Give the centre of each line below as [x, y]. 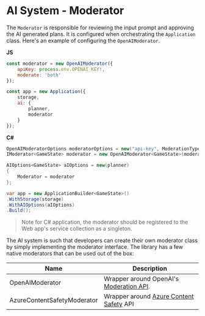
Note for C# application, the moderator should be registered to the [105, 222]
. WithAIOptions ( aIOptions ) [41, 205]
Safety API [119, 304]
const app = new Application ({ [46, 92]
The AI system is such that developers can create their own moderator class [102, 241]
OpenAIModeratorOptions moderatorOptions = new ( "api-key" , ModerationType [103, 149]
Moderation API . [127, 287]
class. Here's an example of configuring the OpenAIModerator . [83, 40]
